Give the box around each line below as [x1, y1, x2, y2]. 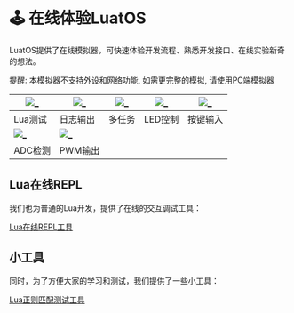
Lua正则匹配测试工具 [9, 294, 86, 305]
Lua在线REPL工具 [9, 221, 74, 232]
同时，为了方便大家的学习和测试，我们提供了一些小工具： [9, 275, 219, 285]
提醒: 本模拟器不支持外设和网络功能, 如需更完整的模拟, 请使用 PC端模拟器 [9, 75, 275, 85]
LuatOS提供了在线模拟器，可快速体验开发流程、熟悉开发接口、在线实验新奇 [9, 44, 286, 55]
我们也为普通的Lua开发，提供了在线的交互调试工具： [9, 202, 203, 213]
